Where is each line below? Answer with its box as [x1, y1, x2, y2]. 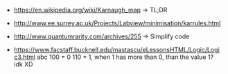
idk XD [13, 60, 33, 68]
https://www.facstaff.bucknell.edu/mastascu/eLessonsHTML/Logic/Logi [13, 46, 220, 53]
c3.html [13, 53, 36, 61]
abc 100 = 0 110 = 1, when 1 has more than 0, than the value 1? [37, 53, 213, 61]
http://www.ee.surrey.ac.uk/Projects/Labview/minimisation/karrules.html [13, 19, 221, 27]
